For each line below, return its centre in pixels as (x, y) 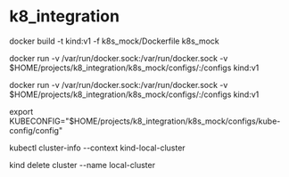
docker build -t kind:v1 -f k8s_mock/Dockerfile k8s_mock (115, 41)
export (21, 111)
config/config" (36, 130)
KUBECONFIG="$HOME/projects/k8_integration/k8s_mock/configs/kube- (145, 121)
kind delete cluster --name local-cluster (83, 165)
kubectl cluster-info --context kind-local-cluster (97, 148)
